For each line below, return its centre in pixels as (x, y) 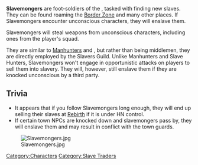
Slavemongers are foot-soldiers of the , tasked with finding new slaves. (94, 9)
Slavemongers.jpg (43, 144)
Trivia (17, 94)
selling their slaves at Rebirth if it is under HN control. (79, 114)
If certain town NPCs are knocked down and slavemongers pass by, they (103, 120)
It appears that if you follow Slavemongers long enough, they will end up (103, 108)
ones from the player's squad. (43, 39)
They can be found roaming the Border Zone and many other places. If (92, 15)
